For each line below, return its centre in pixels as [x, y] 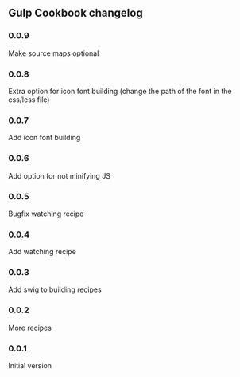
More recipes [30, 328]
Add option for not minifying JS [60, 175]
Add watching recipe [43, 252]
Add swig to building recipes [55, 289]
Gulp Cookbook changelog [75, 13]
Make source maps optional [54, 53]
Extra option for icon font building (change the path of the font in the [120, 91]
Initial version [30, 366]
